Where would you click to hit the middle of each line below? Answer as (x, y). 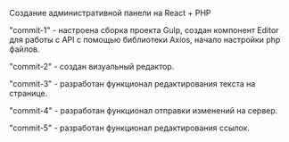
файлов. (25, 49)
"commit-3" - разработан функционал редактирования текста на (132, 84)
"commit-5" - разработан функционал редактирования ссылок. (130, 128)
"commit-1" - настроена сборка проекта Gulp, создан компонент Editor (144, 30)
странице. (29, 93)
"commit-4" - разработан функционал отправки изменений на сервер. (144, 110)
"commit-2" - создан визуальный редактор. (92, 67)
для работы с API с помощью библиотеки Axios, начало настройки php (145, 40)
